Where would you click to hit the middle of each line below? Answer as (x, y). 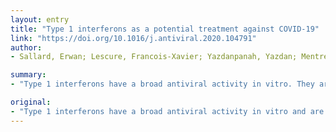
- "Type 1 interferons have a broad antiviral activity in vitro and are (167, 111)
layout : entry (40, 19)
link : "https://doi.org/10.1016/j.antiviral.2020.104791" (133, 38)
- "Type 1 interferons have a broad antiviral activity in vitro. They (162, 84)
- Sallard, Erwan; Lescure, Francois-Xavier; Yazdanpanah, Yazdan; (154, 57)
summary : (28, 75)
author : (26, 47)
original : (31, 102)
